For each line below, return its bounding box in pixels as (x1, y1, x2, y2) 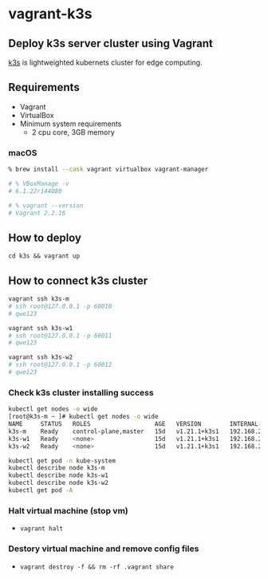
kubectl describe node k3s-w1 (8, 471, 109, 479)
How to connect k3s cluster (8, 274, 148, 287)
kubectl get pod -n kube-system (8, 456, 116, 465)
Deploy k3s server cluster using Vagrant (8, 37, 213, 50)
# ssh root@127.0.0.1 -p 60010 (8, 302, 112, 310)
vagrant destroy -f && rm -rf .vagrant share (19, 563, 174, 571)
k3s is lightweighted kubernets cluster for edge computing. (8, 57, 203, 67)
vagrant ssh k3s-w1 (8, 324, 73, 332)
